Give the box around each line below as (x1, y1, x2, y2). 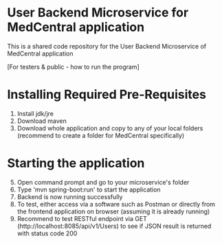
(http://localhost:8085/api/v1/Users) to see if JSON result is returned (16, 222, 212, 230)
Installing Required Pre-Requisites (7, 87, 206, 102)
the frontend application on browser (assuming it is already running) (16, 207, 210, 216)
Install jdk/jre (16, 109, 54, 117)
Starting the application (7, 156, 145, 171)
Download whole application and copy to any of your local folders (16, 124, 203, 132)
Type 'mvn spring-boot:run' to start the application (16, 185, 161, 194)
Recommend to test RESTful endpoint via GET (16, 214, 148, 222)
